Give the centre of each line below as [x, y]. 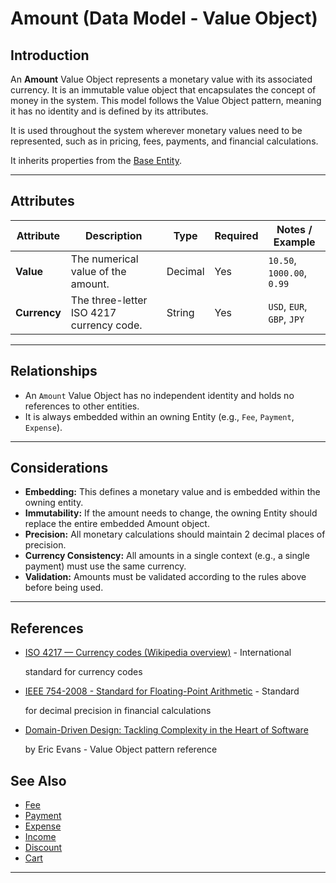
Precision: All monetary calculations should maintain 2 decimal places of [175, 534]
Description [114, 235]
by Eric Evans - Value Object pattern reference [121, 749]
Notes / [294, 229]
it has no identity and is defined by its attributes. [109, 111]
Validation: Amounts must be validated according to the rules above [165, 577]
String [180, 312]
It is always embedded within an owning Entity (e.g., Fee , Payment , [159, 416]
